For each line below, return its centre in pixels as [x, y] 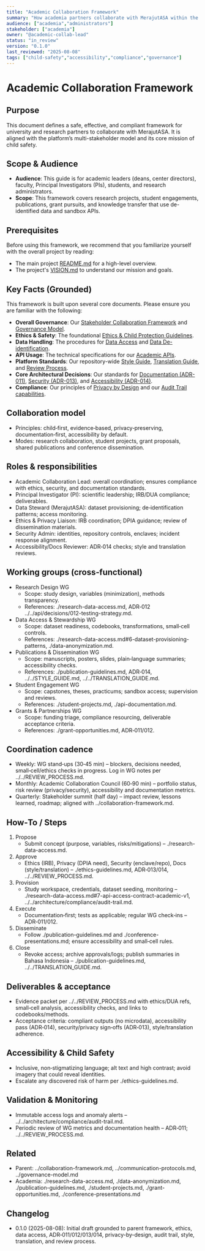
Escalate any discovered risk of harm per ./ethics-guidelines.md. [97, 1081]
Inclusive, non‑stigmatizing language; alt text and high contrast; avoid [103, 1068]
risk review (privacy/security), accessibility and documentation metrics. [105, 790]
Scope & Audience [42, 164]
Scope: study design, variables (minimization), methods [95, 593]
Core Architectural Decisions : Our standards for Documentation [97, 375]
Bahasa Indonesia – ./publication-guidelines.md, [85, 961]
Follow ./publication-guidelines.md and [73, 935]
